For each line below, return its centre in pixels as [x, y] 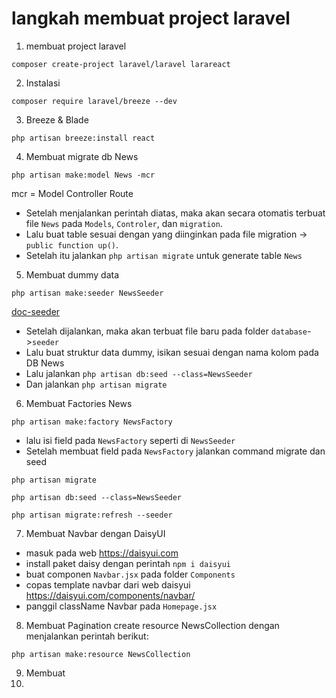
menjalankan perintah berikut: [87, 636]
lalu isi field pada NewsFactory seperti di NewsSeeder [130, 440]
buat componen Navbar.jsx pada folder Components [130, 574]
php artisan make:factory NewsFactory [92, 422]
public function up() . [72, 244]
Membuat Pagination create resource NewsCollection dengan [152, 625]
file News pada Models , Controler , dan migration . [124, 223]
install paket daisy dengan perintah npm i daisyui [128, 563]
